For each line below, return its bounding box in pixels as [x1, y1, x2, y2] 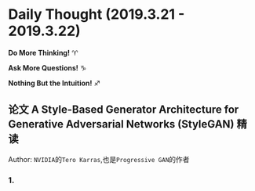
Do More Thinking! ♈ [8, 48, 78, 57]
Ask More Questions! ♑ [8, 63, 87, 72]
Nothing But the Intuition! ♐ [8, 78, 100, 88]
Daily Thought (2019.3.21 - [8, 5, 185, 23]
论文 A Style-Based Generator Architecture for [8, 103, 239, 117]
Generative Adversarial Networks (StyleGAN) [8, 117, 235, 131]
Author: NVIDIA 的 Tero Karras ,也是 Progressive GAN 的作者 [8, 154, 190, 164]
